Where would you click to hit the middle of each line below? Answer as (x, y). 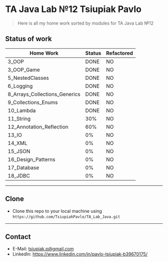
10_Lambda (22, 110)
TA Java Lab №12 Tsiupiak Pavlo (73, 9)
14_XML (17, 143)
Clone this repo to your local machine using (57, 211)
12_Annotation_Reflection (38, 126)
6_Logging (20, 86)
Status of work (28, 39)
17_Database (23, 168)
